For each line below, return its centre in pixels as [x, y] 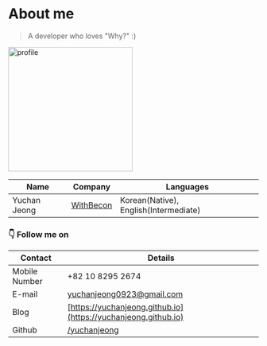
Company [92, 186]
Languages [187, 186]
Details [161, 258]
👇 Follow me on [39, 234]
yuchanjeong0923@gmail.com [125, 294]
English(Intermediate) [160, 210]
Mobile [25, 271]
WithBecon [92, 205]
